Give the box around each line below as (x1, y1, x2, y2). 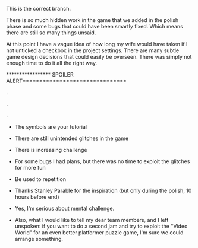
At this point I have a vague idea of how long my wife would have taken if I (6, 41, 188, 47)
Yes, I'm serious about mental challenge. (14, 205, 115, 212)
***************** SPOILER (6, 71, 74, 78)
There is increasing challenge (14, 147, 87, 153)
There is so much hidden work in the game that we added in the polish (6, 17, 179, 23)
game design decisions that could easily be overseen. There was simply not (6, 53, 192, 60)
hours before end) (14, 193, 59, 201)
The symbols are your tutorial (14, 123, 87, 130)
